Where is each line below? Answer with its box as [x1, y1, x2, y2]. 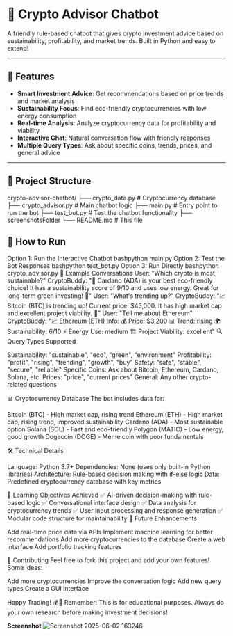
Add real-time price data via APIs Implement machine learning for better [7, 528, 213, 536]
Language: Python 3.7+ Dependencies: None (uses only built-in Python [7, 463, 211, 471]
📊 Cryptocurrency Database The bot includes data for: [7, 395, 164, 403]
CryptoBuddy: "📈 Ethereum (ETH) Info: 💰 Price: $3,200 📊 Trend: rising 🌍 [7, 317, 221, 326]
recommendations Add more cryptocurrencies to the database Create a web [7, 535, 225, 543]
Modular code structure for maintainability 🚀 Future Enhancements [7, 514, 198, 523]
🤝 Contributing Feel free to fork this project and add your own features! [7, 556, 210, 564]
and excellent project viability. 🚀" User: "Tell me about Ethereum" [7, 309, 193, 317]
